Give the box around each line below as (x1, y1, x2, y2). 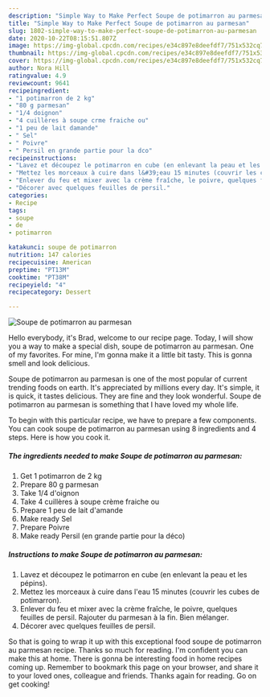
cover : (8, 57, 31, 65)
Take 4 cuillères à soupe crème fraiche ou (19, 497, 160, 507)
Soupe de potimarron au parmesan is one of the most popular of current (8, 374, 247, 384)
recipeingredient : (8, 86, 70, 95)
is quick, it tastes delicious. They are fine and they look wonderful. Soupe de (8, 391, 262, 401)
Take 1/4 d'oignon (19, 489, 80, 498)
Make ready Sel (19, 514, 72, 524)
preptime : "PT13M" (8, 266, 70, 274)
